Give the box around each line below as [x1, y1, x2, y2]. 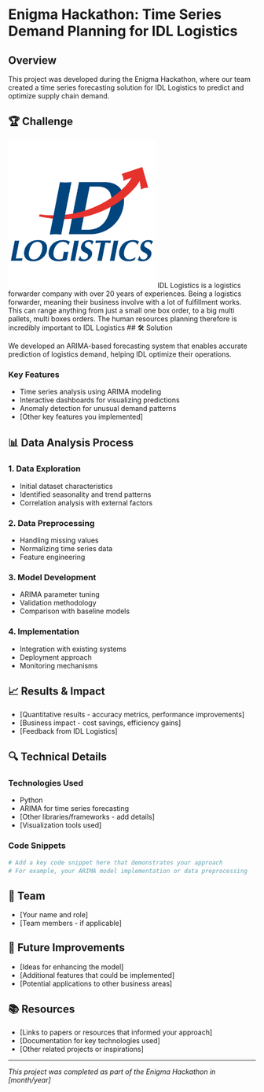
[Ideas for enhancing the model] [19, 962, 124, 972]
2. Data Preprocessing [8, 517, 95, 528]
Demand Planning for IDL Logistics [8, 22, 238, 40]
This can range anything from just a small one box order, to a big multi [8, 305, 235, 315]
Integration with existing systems [19, 644, 127, 653]
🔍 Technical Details [8, 750, 108, 763]
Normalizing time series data [19, 544, 113, 553]
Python [19, 795, 43, 805]
